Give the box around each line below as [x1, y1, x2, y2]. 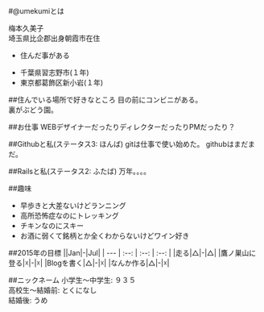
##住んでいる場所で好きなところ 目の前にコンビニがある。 [8, 95, 203, 104]
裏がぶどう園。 [8, 105, 58, 114]
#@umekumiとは [8, 6, 64, 15]
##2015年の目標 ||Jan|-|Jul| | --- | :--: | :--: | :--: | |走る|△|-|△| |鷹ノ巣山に [8, 248, 256, 257]
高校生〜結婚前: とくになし [8, 285, 97, 295]
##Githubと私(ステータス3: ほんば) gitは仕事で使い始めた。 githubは [8, 139, 235, 148]
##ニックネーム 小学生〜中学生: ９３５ [8, 276, 137, 285]
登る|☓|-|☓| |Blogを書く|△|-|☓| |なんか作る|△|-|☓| [8, 258, 171, 268]
